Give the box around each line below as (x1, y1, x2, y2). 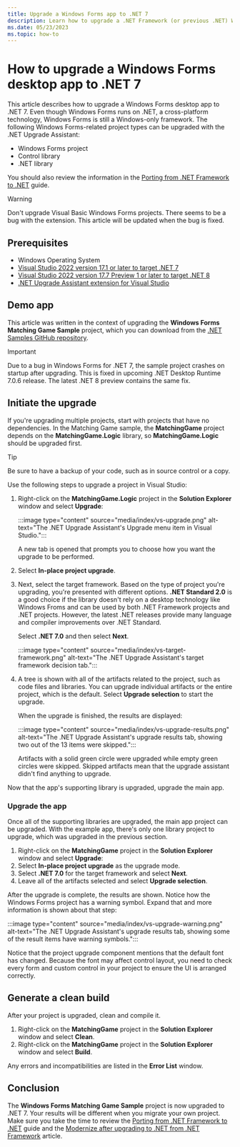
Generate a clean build (7, 992, 110, 1004)
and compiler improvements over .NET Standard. (17, 617, 162, 626)
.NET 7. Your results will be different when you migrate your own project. (7, 1108, 221, 1117)
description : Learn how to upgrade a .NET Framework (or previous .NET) (7, 17, 229, 24)
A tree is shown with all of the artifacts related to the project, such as (17, 675, 221, 683)
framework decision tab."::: (17, 660, 98, 669)
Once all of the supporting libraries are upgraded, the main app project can (7, 817, 229, 825)
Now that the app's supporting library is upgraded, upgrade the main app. (7, 783, 225, 792)
